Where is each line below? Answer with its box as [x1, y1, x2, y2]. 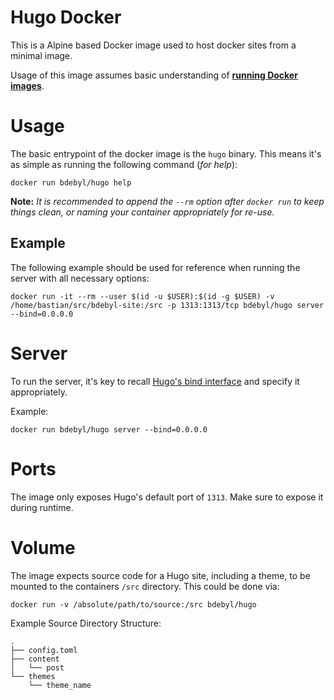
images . [10, 79, 45, 91]
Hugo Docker [10, 6, 122, 29]
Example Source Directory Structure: [10, 617, 162, 629]
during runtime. [10, 501, 74, 513]
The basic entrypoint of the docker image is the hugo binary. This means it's [10, 147, 322, 160]
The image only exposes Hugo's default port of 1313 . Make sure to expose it [10, 491, 324, 503]
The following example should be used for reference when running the [10, 261, 301, 273]
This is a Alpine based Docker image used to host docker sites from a [10, 39, 297, 51]
